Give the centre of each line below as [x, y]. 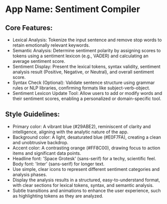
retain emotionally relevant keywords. [51, 45]
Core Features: [29, 28]
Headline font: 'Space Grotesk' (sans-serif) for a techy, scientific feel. [84, 158]
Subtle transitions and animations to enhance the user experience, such [87, 190]
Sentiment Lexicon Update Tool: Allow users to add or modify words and [87, 93]
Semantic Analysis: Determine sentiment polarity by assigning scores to [87, 50]
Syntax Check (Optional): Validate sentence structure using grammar [83, 82]
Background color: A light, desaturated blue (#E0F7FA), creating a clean [87, 137]
